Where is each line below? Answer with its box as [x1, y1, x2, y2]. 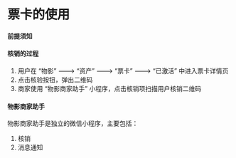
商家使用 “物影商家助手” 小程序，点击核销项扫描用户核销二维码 [17, 84, 202, 93]
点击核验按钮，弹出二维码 [17, 75, 93, 84]
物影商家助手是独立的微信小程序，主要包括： [7, 119, 139, 128]
